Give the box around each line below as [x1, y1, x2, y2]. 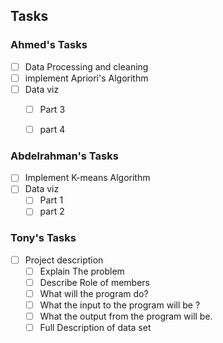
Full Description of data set [39, 322, 152, 334]
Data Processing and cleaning [24, 60, 149, 73]
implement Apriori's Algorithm [24, 72, 149, 84]
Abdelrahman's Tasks [10, 149, 119, 163]
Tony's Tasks [10, 231, 77, 245]
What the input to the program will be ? [39, 299, 201, 311]
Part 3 [39, 103, 66, 115]
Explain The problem [39, 265, 125, 277]
